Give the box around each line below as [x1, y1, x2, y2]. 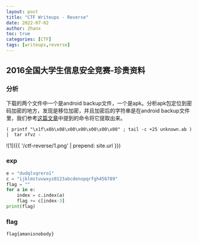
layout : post [6, 8, 39, 15]
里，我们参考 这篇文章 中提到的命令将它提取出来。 [6, 114, 126, 121]
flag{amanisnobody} [6, 231, 55, 237]
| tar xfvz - [6, 132, 41, 138]
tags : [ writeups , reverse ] [6, 42, 70, 48]
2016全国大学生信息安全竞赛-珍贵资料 [6, 66, 145, 76]
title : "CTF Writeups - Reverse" [6, 14, 89, 20]
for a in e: [6, 187, 36, 193]
